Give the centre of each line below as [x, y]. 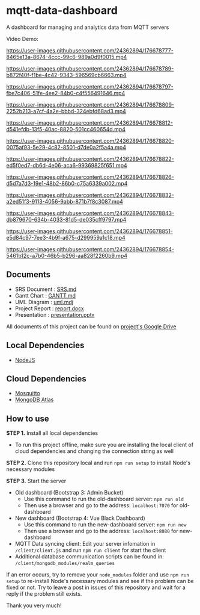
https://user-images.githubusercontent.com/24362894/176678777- [90, 50]
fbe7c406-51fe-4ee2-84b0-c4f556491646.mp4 [66, 93]
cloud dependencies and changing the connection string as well [94, 451]
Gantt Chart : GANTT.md [45, 295]
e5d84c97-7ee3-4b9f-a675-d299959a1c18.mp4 [66, 237]
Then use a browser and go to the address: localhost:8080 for [101, 531]
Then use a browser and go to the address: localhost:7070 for [101, 505]
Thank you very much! [34, 605]
